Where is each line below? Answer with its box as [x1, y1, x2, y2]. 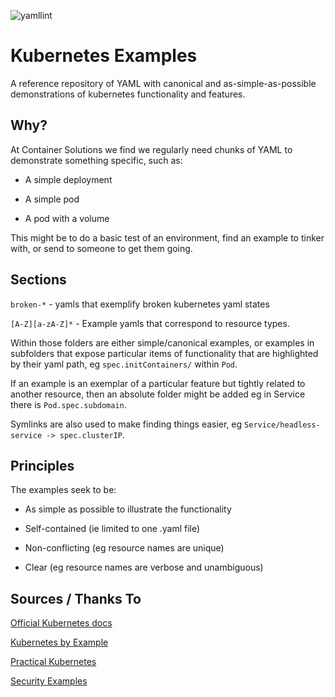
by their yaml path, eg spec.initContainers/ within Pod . [10, 358, 238, 370]
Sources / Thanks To [10, 590, 142, 607]
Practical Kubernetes [10, 656, 97, 668]
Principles [10, 457, 75, 474]
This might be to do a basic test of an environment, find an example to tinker [10, 231, 325, 244]
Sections [10, 271, 67, 289]
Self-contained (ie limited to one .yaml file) [24, 523, 201, 535]
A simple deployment [24, 173, 113, 185]
